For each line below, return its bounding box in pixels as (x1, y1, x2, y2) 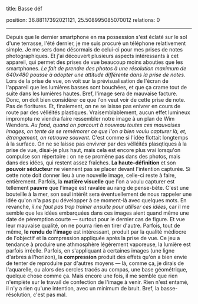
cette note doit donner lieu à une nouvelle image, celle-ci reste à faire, (6, 172, 176, 179)
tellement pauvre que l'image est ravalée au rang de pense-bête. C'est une (6, 185, 189, 191)
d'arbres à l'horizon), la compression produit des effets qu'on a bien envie (6, 254, 187, 260)
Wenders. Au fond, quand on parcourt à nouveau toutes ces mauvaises (6, 121, 181, 128)
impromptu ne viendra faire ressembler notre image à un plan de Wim (6, 115, 175, 122)
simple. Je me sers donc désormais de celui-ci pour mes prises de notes (6, 46, 183, 53)
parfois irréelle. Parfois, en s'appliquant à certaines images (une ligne (6, 247, 175, 254)
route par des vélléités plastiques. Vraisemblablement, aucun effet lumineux (6, 109, 190, 116)
